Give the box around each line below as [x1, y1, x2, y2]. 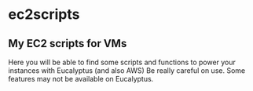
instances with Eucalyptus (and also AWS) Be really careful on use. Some [8, 66, 246, 75]
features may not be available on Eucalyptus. [8, 75, 154, 83]
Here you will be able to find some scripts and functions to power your [8, 57, 236, 67]
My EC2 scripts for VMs [8, 37, 127, 50]
